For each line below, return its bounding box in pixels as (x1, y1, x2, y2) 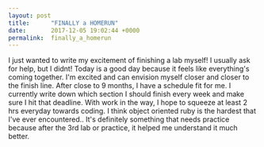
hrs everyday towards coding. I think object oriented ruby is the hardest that (8, 106, 256, 116)
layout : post (8, 11, 52, 20)
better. (8, 132, 30, 141)
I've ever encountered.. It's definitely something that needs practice (8, 114, 230, 124)
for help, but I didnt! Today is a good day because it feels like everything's (8, 64, 250, 74)
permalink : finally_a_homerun (8, 33, 112, 42)
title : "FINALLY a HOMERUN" (8, 19, 119, 27)
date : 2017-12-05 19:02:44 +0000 (8, 26, 140, 34)
